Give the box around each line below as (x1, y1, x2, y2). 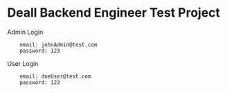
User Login (7, 59, 39, 67)
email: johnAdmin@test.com (19, 41, 98, 48)
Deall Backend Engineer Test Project (7, 5, 220, 21)
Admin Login (7, 28, 44, 36)
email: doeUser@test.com (19, 73, 91, 80)
